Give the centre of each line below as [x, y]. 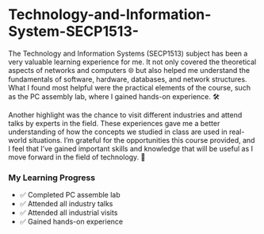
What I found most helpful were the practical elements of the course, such [130, 87]
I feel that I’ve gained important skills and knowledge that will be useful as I [131, 148]
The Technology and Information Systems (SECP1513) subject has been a [128, 53]
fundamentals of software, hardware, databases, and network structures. [128, 79]
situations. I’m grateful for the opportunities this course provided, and [142, 140]
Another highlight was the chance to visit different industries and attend [125, 115]
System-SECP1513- [74, 31]
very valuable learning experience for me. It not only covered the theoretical [132, 62]
